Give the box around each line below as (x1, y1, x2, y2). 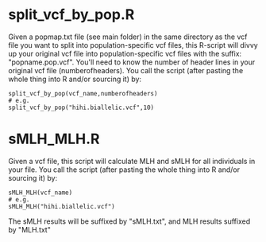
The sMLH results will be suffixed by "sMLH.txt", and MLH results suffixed (8, 217, 251, 226)
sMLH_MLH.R (8, 130, 100, 148)
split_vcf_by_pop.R (8, 6, 135, 24)
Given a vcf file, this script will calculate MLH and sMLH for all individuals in (8, 156, 256, 166)
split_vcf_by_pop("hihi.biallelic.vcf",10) (8, 103, 155, 111)
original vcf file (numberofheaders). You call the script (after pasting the (8, 65, 244, 75)
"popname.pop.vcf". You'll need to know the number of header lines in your (8, 57, 256, 67)
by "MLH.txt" (8, 224, 52, 234)
